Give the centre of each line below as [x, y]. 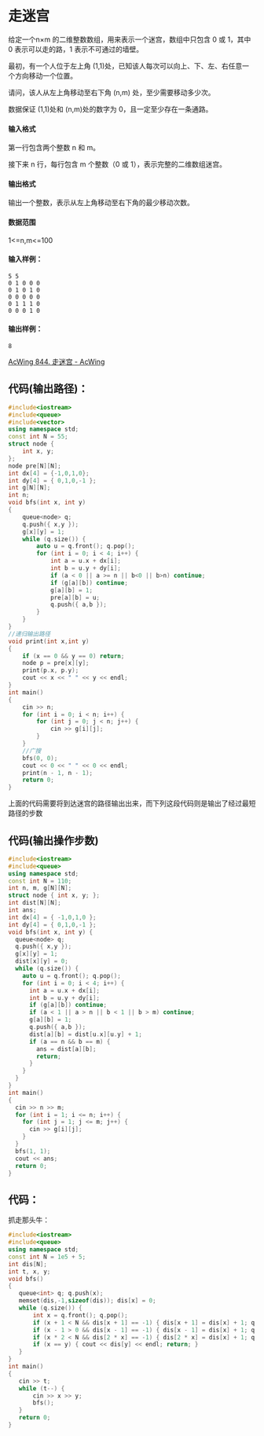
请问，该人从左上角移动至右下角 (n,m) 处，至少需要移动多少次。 [112, 92]
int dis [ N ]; [27, 1264]
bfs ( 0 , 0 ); [40, 758]
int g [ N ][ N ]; [29, 488]
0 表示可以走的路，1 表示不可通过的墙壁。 [76, 49]
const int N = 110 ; [40, 881]
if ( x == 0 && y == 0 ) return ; [73, 656]
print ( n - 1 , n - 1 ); [57, 773]
